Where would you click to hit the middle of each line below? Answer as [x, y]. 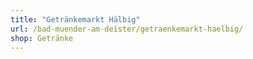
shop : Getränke [42, 38]
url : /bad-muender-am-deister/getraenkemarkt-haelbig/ [127, 29]
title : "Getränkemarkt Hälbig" [75, 19]
